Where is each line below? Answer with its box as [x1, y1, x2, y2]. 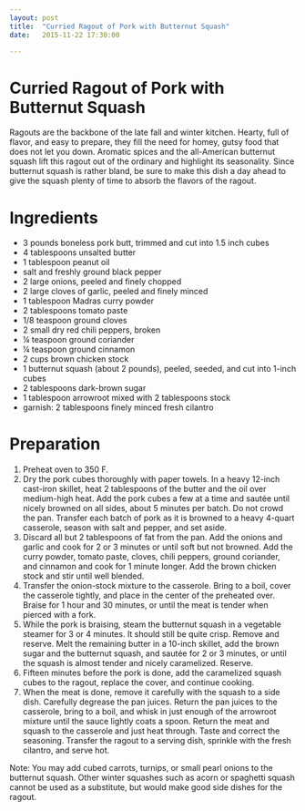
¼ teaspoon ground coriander [22, 334, 135, 345]
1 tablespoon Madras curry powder [22, 295, 155, 306]
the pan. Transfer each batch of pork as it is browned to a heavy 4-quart [22, 512, 295, 524]
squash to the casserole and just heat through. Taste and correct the [22, 725, 280, 736]
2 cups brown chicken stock [22, 354, 129, 364]
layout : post [9, 13, 59, 23]
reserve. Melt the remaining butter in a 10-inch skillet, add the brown [22, 639, 280, 650]
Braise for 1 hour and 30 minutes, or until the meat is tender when [22, 600, 269, 611]
